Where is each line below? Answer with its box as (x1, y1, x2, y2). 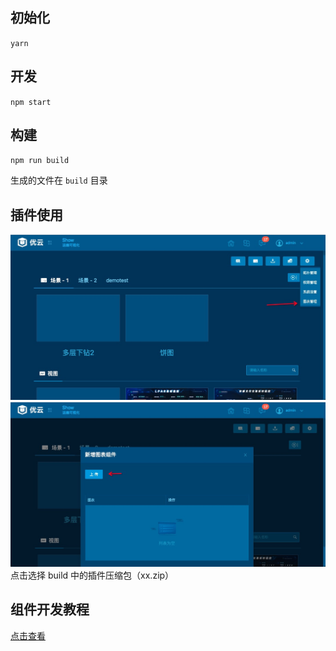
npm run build (10, 156, 70, 166)
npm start (10, 97, 52, 107)
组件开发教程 (10, 601, 90, 618)
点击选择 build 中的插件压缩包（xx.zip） (10, 569, 175, 581)
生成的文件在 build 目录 (10, 174, 108, 187)
